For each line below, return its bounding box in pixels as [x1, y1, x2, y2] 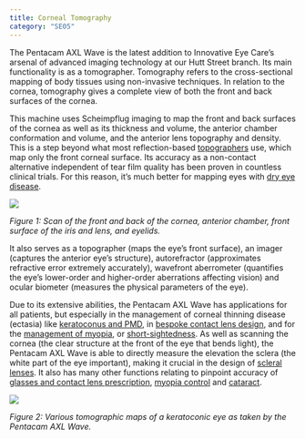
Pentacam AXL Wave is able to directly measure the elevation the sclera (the [9, 347, 296, 358]
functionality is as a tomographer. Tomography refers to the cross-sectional [9, 66, 293, 77]
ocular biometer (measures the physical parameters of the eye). [9, 281, 249, 292]
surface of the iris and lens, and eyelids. [9, 225, 161, 236]
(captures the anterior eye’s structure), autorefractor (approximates [9, 252, 261, 263]
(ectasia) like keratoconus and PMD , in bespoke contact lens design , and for [9, 318, 296, 329]
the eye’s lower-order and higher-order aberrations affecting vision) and [9, 271, 280, 282]
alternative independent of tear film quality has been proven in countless [9, 161, 282, 172]
